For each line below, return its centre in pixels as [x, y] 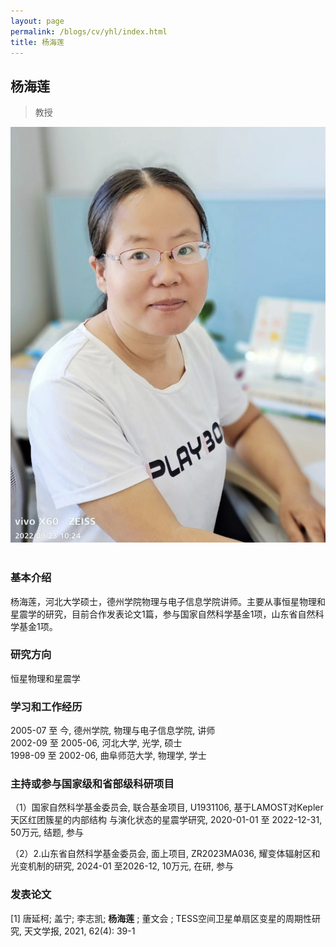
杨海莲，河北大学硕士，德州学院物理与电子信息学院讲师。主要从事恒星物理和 [168, 601]
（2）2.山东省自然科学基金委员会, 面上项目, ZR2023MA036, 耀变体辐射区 [161, 854]
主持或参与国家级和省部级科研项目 [92, 784]
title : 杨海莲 [37, 42]
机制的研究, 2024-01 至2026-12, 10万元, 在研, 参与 [131, 866]
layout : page [37, 21]
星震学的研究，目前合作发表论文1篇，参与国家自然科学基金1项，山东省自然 [163, 614]
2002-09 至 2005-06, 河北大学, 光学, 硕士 [96, 743]
